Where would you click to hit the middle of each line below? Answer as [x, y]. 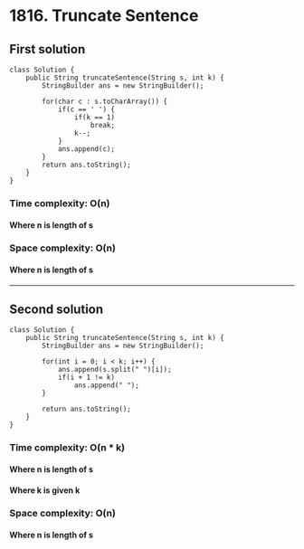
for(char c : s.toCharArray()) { [105, 101]
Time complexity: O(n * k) [67, 448]
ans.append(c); [86, 149]
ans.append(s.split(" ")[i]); [114, 370]
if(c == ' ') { [86, 109]
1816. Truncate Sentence [104, 16]
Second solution [57, 310]
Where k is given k [45, 490]
